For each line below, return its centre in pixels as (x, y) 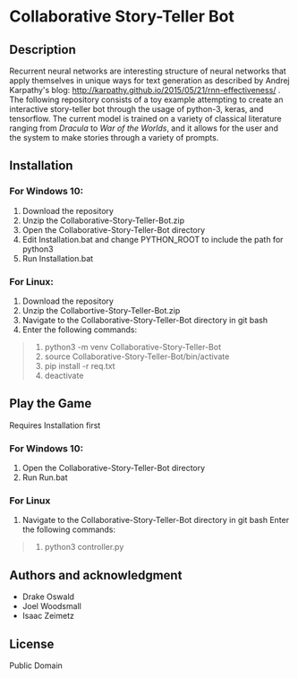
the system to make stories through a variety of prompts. (114, 137)
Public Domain (36, 665)
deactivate (64, 375)
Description (43, 50)
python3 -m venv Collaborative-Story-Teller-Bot (133, 347)
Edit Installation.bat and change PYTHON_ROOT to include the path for (153, 239)
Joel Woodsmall (52, 606)
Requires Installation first (55, 425)
